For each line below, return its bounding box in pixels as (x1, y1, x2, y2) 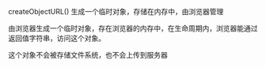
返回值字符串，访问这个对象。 (8, 34, 105, 43)
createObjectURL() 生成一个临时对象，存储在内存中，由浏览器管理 (8, 7, 224, 16)
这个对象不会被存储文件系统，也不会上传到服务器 (8, 50, 168, 59)
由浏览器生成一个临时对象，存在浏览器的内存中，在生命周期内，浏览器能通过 (8, 24, 258, 33)
